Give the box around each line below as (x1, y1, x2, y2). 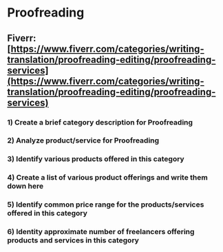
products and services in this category (7, 235, 140, 245)
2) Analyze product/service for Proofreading (7, 136, 160, 145)
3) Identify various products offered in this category (7, 154, 184, 164)
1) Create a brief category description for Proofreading (7, 117, 193, 127)
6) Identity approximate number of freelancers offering (7, 227, 195, 237)
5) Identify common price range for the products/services (7, 200, 204, 209)
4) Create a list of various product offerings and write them (7, 173, 208, 182)
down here (7, 181, 44, 191)
